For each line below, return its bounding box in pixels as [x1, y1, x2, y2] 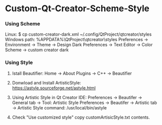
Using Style [5, 59, 33, 66]
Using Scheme [5, 21, 40, 27]
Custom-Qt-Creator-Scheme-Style [5, 3, 150, 14]
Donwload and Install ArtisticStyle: [12, 80, 81, 85]
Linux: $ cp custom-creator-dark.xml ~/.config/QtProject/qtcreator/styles [5, 31, 152, 37]
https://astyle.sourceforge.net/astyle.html [12, 85, 96, 91]
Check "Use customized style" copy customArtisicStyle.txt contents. [12, 114, 150, 120]
